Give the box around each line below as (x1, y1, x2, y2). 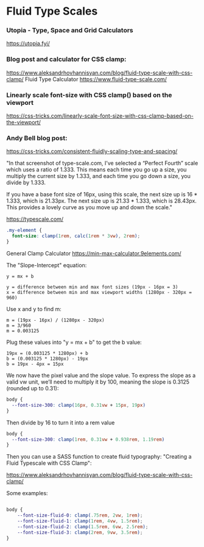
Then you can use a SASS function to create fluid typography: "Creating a (6, 453, 192, 460)
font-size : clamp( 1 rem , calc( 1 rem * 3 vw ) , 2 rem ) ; (12, 233, 141, 239)
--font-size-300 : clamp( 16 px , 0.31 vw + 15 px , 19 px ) (12, 402, 146, 408)
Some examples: (6, 490, 48, 497)
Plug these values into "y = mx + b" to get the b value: (6, 338, 142, 346)
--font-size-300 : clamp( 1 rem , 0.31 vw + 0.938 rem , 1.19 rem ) (12, 436, 165, 443)
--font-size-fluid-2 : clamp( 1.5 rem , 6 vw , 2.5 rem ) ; (17, 523, 149, 530)
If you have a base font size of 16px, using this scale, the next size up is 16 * (6, 191, 198, 198)
